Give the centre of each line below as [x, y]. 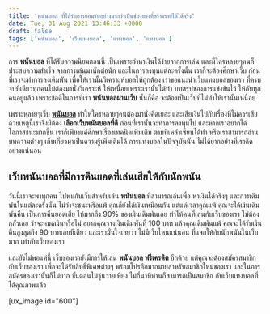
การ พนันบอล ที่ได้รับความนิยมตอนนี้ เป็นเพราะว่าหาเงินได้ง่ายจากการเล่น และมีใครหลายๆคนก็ [131, 62]
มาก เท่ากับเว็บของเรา [36, 242]
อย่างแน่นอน [25, 151]
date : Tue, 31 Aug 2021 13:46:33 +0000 [76, 23]
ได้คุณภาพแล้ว [27, 285]
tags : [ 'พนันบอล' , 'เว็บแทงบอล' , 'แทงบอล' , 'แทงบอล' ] [91, 38]
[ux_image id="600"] [43, 301]
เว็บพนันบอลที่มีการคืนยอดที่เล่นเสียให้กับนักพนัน [105, 176]
